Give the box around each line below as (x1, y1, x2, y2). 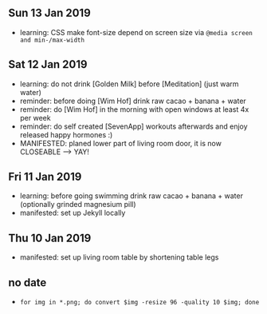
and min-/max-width (19, 36, 85, 44)
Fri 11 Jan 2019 (8, 170, 82, 184)
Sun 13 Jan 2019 (8, 6, 92, 20)
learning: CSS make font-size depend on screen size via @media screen (19, 27, 253, 37)
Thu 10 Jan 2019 (8, 231, 92, 244)
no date (8, 276, 47, 289)
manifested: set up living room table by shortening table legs (19, 252, 219, 262)
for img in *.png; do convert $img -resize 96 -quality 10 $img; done (19, 299, 260, 307)
